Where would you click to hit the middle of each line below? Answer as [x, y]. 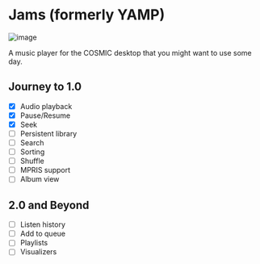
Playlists [34, 243]
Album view [40, 179]
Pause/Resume [45, 115]
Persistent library [48, 133]
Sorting [32, 152]
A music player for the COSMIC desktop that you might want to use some [130, 52]
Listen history [43, 224]
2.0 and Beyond [49, 205]
